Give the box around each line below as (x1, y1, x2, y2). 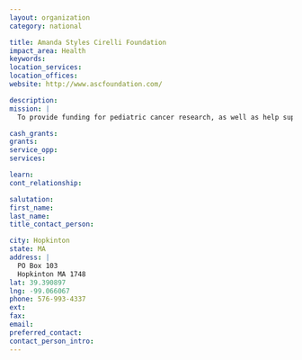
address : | (9, 253, 50, 262)
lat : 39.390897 (9, 278, 67, 287)
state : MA (9, 245, 47, 254)
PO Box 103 (17, 261, 58, 270)
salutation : (9, 194, 54, 203)
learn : (9, 170, 34, 179)
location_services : (9, 63, 83, 72)
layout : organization (9, 13, 91, 22)
